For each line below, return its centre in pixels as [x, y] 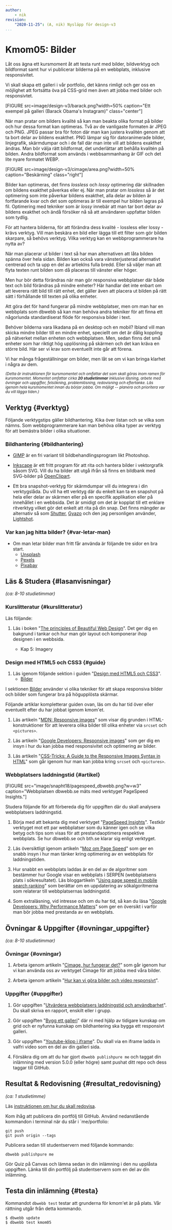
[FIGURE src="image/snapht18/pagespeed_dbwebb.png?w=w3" [73, 786]
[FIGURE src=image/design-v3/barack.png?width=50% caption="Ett [78, 106]
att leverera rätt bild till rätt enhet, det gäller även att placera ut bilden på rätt [86, 291]
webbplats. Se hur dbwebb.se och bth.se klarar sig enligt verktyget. [84, 839]
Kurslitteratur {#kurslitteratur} [44, 607]
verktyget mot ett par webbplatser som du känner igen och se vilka [84, 828]
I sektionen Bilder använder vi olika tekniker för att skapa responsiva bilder [84, 689]
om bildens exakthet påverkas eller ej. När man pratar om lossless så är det [85, 190]
